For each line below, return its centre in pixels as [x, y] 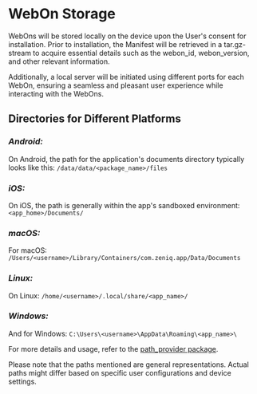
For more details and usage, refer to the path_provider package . [113, 349]
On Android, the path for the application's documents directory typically [127, 159]
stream [20, 53]
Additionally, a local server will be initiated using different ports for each [127, 77]
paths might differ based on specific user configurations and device [120, 372]
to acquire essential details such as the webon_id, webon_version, [141, 53]
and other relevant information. [59, 61]
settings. [23, 381]
